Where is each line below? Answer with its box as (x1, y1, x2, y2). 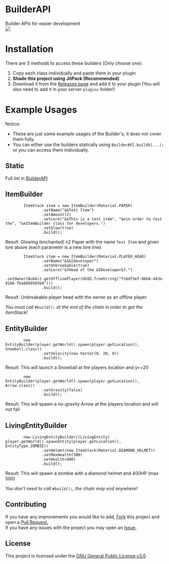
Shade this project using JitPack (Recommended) (12, 75, 120, 81)
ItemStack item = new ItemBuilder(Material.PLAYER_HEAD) (23, 254, 146, 259)
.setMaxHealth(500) (41, 453, 83, 458)
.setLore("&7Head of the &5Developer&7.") (41, 268, 133, 273)
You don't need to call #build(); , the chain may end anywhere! (5, 486, 138, 492)
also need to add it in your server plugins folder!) (12, 86, 116, 92)
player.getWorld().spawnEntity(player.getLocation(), (5, 439, 122, 444)
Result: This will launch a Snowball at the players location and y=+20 (5, 365, 149, 371)
